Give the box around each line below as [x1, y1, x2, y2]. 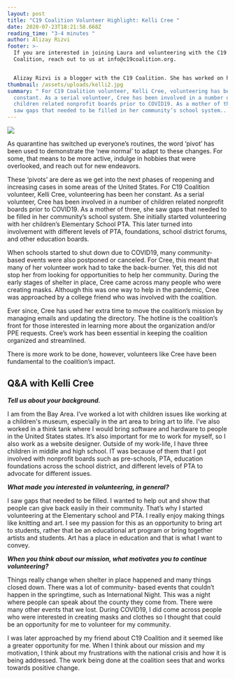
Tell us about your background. [7, 396, 101, 405]
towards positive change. [7, 663, 80, 672]
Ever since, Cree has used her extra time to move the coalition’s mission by [7, 307, 224, 315]
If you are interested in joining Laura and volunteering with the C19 [13, 50, 227, 57]
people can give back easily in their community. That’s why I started [7, 503, 203, 512]
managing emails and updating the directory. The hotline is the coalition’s [7, 314, 218, 322]
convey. [7, 540, 30, 549]
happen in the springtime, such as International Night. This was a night [7, 590, 211, 598]
